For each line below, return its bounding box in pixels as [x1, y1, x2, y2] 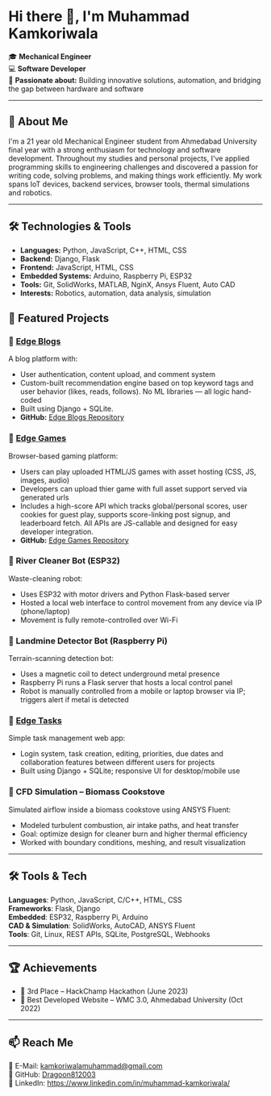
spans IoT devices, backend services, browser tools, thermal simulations [8, 179, 250, 189]
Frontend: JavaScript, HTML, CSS [19, 262, 135, 272]
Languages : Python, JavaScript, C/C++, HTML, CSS [8, 895, 183, 905]
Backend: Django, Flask [19, 253, 100, 263]
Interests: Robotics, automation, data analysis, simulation [19, 288, 211, 298]
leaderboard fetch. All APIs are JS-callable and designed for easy [19, 518, 238, 528]
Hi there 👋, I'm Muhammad [8, 7, 190, 26]
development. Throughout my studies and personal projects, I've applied [8, 153, 250, 163]
